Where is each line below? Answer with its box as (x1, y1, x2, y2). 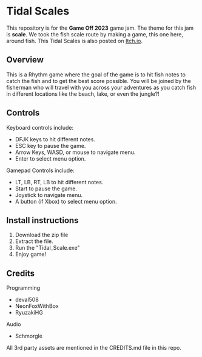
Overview (6, 55, 44, 65)
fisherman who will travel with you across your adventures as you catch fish (6, 84, 196, 91)
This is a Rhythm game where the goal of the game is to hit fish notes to (6, 71, 186, 78)
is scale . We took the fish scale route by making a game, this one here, (6, 30, 184, 38)
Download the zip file (15, 232, 69, 239)
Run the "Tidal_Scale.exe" (15, 244, 80, 252)
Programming (6, 284, 41, 292)
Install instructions (6, 215, 79, 225)
